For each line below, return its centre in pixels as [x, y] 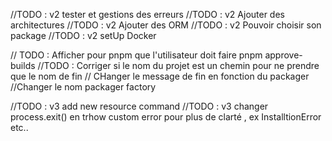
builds [23, 65]
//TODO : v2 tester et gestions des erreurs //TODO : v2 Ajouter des [147, 14]
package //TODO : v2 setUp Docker [83, 35]
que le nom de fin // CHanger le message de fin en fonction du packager [160, 76]
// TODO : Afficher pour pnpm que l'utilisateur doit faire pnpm [136, 55]
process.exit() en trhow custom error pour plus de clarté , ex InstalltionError [166, 117]
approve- [283, 55]
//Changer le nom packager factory [83, 87]
